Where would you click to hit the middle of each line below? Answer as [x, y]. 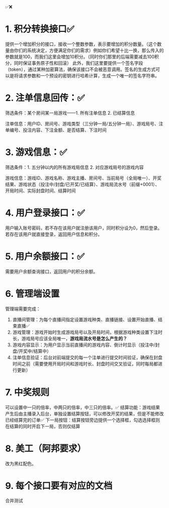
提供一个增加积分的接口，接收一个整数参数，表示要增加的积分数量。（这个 [81, 44]
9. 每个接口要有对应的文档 [59, 486]
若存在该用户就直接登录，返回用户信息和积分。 [54, 234]
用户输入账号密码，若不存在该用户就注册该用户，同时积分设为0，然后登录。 [84, 228]
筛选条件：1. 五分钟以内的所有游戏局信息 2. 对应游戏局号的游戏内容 [75, 167]
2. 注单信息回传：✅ [45, 98]
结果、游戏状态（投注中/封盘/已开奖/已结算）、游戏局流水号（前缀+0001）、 [82, 184]
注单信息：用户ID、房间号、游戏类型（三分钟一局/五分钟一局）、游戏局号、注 [84, 123]
